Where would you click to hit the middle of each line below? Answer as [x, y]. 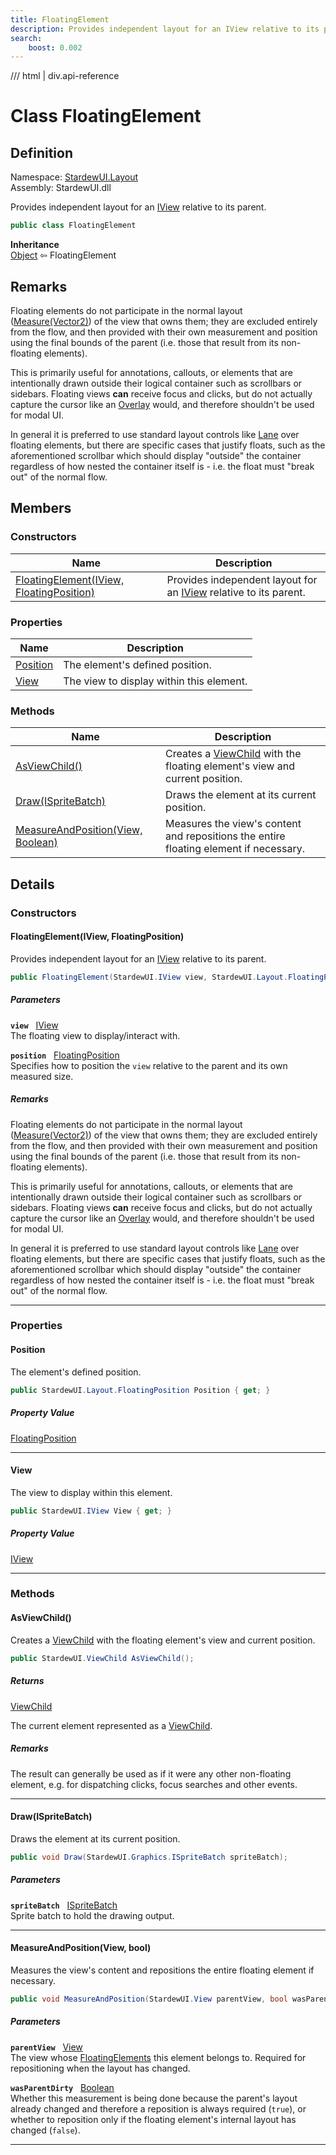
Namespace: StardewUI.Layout [74, 177]
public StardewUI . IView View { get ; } [91, 1511]
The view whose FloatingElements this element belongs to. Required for [158, 2057]
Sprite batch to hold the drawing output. [92, 1915]
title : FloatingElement [60, 19]
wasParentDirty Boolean [62, 2087]
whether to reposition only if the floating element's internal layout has [153, 2119]
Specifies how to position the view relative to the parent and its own [149, 1065]
